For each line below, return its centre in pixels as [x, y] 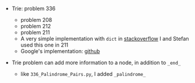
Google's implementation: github [60, 51]
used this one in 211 [44, 45]
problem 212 [36, 26]
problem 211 [35, 32]
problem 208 [36, 20]
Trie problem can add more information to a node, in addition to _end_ [96, 62]
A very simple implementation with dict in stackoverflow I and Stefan [105, 39]
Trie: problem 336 [34, 9]
